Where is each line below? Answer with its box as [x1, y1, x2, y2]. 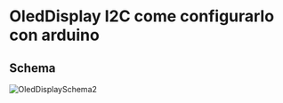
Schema [9, 60, 56, 75]
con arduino [9, 25, 100, 45]
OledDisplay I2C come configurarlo [9, 6, 274, 27]
